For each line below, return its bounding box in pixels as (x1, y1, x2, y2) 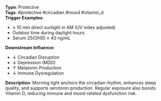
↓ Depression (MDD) (12, 60, 56, 65)
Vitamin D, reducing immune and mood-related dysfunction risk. (5, 91, 137, 96)
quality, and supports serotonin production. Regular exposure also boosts (5, 85, 156, 91)
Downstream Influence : (5, 45, 55, 50)
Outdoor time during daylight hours (12, 30, 85, 35)
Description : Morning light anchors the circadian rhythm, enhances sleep (5, 80, 156, 86)
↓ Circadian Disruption (12, 54, 60, 60)
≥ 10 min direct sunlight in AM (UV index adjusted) (12, 24, 116, 30)
